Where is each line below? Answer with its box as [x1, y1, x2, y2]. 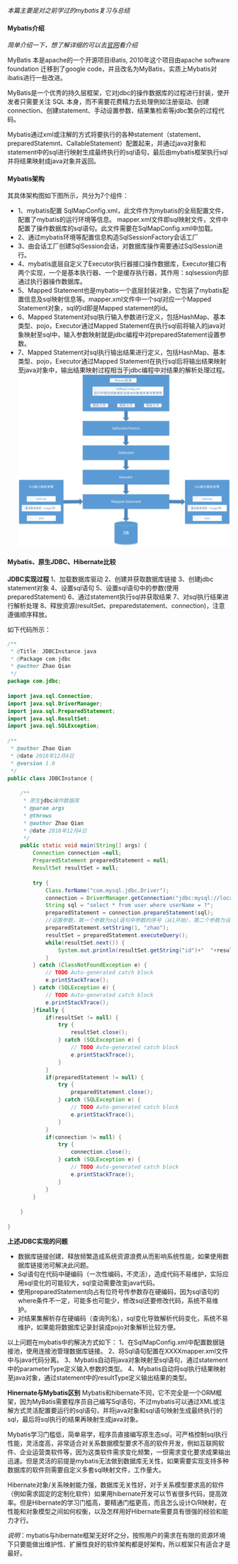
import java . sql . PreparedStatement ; [7, 707, 115, 714]
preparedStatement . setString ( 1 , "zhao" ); [45, 924, 170, 932]
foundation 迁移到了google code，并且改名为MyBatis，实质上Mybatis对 [7, 64, 217, 73]
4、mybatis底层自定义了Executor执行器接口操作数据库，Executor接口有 [17, 259, 227, 268]
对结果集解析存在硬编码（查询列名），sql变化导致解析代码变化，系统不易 [17, 1314, 229, 1322]
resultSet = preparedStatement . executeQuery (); [45, 931, 189, 939]
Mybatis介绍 [7, 23, 45, 32]
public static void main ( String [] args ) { [20, 842, 147, 849]
